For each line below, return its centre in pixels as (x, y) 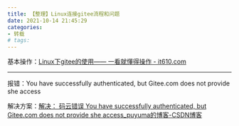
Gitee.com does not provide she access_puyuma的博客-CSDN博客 (105, 115)
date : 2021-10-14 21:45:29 (47, 21)
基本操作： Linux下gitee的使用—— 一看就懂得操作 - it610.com (97, 62)
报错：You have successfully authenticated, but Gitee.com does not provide (118, 83)
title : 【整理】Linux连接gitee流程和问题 (64, 14)
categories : (25, 27)
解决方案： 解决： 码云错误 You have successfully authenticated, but (107, 106)
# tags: (19, 41)
